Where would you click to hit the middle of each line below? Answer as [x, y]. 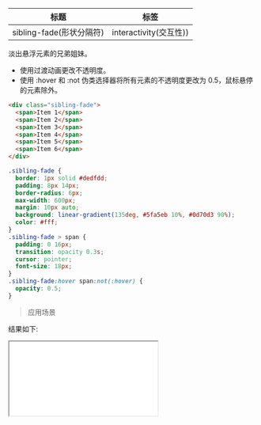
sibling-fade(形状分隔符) [58, 32]
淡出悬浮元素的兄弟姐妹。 [50, 53]
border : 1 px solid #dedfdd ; [62, 178]
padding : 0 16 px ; [44, 245]
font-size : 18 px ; [44, 267]
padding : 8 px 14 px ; [47, 185]
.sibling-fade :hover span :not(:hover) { [76, 281]
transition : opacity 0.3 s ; [60, 252]
